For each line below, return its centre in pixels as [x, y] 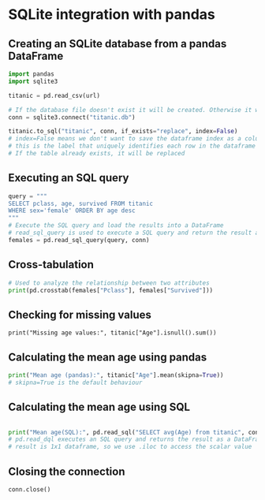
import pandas [32, 74]
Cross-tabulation [51, 265]
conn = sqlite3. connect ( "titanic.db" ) [72, 117]
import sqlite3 [33, 81]
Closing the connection [67, 471]
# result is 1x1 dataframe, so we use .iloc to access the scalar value [130, 447]
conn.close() [30, 490]
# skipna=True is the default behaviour [76, 382]
